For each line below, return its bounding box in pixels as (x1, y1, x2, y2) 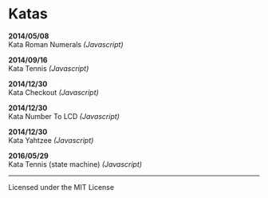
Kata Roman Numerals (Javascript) (8, 39, 124, 49)
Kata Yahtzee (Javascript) (8, 135, 94, 145)
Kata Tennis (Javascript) (8, 63, 89, 73)
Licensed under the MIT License (8, 182, 114, 192)
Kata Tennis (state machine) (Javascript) (8, 159, 142, 168)
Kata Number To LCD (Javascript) (8, 111, 120, 121)
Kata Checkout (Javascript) (8, 87, 100, 97)
